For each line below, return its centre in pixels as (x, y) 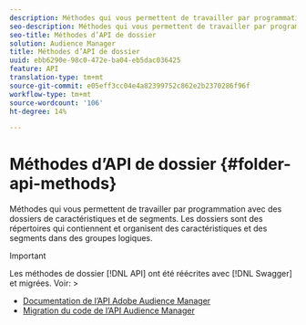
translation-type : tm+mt (56, 78)
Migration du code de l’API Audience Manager (109, 310)
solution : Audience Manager (63, 43)
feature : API (34, 69)
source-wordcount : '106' (56, 103)
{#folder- (255, 164)
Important (28, 256)
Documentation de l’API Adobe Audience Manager (117, 301)
